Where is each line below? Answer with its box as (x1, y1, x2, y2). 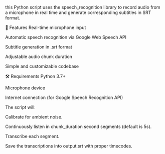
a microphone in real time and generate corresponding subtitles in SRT (5, 9, 151, 15)
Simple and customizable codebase (5, 63, 79, 69)
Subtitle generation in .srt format (5, 44, 73, 49)
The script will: (5, 104, 36, 110)
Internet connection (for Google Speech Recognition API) (5, 94, 123, 100)
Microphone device (5, 85, 45, 90)
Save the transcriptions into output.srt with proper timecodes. (5, 143, 133, 149)
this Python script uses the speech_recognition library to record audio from (5, 4, 160, 10)
